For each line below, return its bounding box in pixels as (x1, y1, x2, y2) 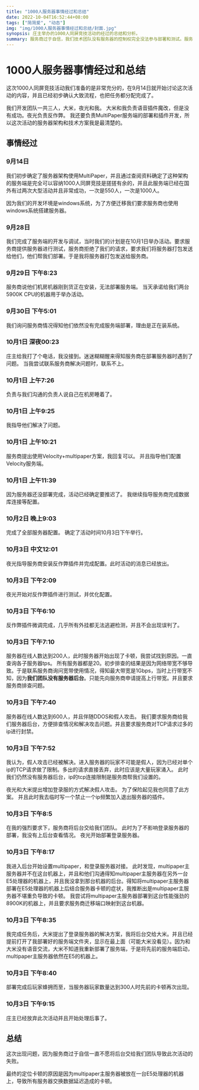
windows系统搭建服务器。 (6, 207, 70, 214)
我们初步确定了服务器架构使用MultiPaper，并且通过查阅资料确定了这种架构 (6, 172, 188, 179)
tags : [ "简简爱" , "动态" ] (6, 20, 66, 25)
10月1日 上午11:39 (6, 476, 57, 484)
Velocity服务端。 (6, 460, 47, 467)
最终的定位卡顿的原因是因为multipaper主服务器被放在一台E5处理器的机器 (6, 1070, 184, 1078)
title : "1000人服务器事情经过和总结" (6, 8, 89, 15)
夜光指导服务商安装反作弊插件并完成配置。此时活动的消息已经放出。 (6, 560, 172, 567)
